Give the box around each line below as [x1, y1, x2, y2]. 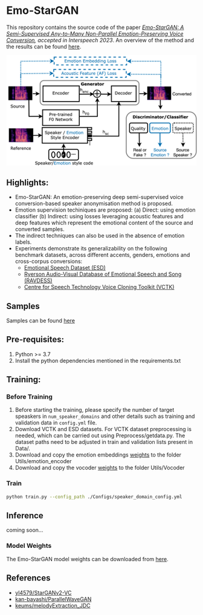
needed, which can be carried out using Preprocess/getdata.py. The [14, 432, 185, 439]
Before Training [6, 392, 53, 401]
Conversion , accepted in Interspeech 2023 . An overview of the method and [6, 36, 195, 44]
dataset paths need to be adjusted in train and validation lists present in [14, 438, 193, 446]
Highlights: [6, 177, 49, 187]
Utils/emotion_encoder [14, 458, 72, 465]
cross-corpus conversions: [14, 258, 83, 265]
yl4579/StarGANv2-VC [14, 589, 72, 596]
